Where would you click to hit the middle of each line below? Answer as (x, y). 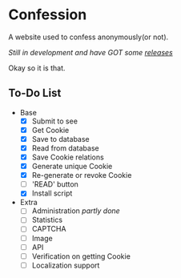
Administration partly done (76, 211)
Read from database (65, 148)
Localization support (66, 265)
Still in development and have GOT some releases (91, 52)
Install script (52, 193)
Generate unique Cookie (72, 167)
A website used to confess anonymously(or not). (88, 37)
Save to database (60, 139)
